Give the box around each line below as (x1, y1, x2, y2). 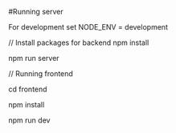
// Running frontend (8, 69, 74, 79)
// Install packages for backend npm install (8, 38, 149, 47)
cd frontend (8, 84, 47, 94)
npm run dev (8, 115, 51, 125)
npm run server (8, 54, 59, 62)
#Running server (8, 7, 63, 16)
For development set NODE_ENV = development (8, 22, 169, 31)
